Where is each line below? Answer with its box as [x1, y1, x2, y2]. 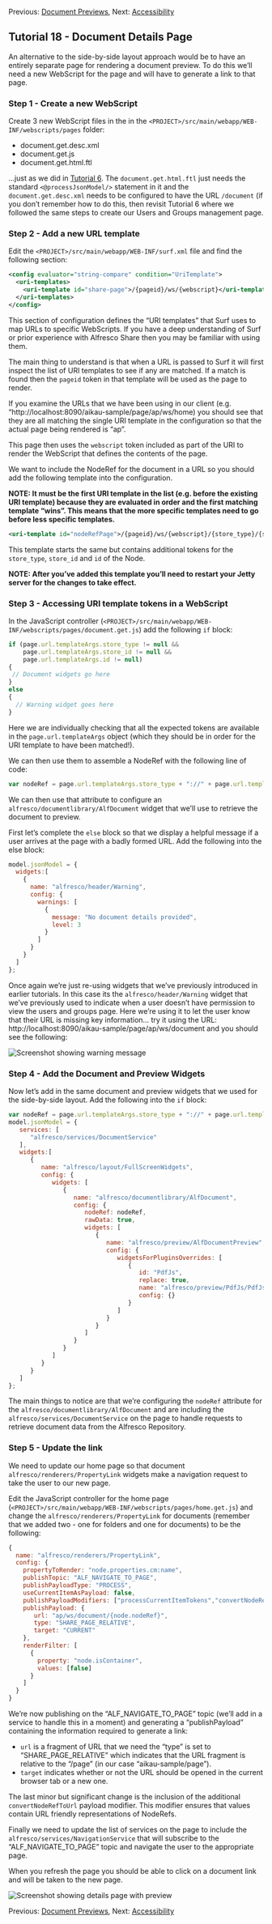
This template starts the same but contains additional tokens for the [8, 544, 234, 554]
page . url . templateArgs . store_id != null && [23, 648, 172, 656]
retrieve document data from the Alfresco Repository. [8, 1422, 186, 1432]
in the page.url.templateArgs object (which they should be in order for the [8, 731, 257, 741]
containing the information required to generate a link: [8, 1726, 189, 1736]
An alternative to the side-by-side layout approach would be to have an [8, 52, 245, 62]
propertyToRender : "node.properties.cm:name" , [23, 1566, 183, 1574]
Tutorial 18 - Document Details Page [8, 30, 193, 44]
